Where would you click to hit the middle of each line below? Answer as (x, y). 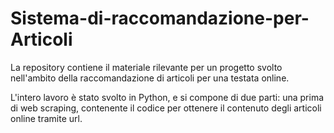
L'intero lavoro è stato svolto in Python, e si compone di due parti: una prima (167, 97)
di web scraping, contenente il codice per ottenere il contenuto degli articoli (166, 108)
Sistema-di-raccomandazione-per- (160, 18)
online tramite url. (46, 118)
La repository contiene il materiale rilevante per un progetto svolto (146, 67)
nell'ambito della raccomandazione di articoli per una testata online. (150, 78)
